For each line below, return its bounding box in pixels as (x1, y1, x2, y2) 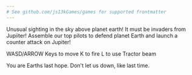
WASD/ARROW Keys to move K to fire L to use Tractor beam (6, 50, 156, 57)
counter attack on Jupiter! (6, 38, 71, 45)
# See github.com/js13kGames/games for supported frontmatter (6, 8, 167, 15)
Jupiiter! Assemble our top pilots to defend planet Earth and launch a (6, 31, 178, 39)
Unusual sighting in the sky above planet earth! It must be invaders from (6, 25, 187, 33)
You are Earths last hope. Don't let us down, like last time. (6, 62, 150, 69)
